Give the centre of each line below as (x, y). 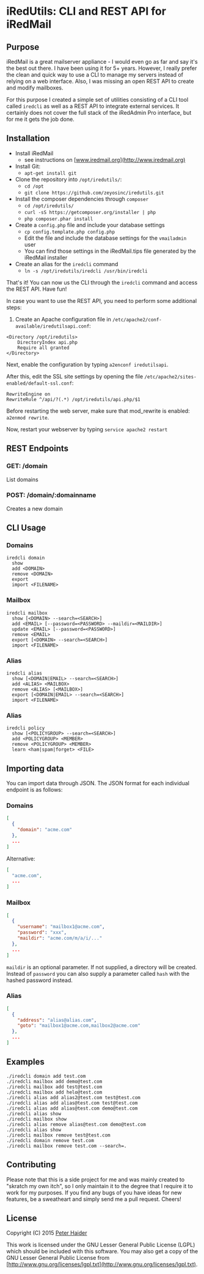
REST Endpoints (38, 449)
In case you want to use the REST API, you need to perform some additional (102, 301)
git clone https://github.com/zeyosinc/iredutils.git (94, 193)
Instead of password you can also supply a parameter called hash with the (98, 973)
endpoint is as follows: (35, 790)
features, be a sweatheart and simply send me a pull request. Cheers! (94, 1199)
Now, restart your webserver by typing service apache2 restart (87, 429)
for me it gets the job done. (40, 119)
